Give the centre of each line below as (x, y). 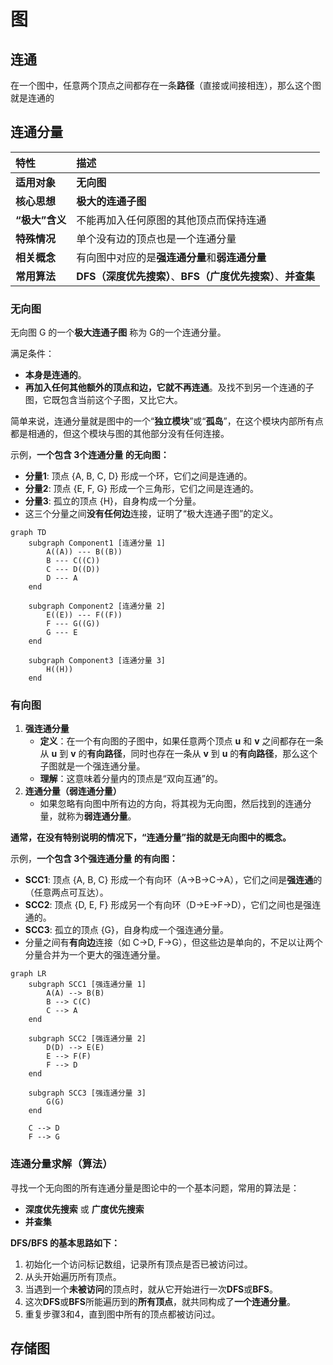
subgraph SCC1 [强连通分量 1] (87, 985)
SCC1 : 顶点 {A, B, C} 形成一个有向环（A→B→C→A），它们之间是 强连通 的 (173, 880)
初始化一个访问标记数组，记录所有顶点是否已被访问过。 (138, 1264)
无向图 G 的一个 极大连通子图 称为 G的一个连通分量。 (118, 332)
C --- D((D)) (73, 570)
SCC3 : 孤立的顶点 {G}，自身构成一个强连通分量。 (127, 930)
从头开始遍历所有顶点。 (73, 1276)
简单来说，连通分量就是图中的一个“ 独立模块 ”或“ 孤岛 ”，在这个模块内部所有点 (167, 421)
